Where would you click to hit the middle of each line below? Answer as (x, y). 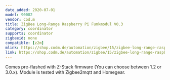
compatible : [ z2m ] (25, 43)
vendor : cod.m (20, 19)
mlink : (12, 48)
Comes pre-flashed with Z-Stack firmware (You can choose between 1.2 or (83, 67)
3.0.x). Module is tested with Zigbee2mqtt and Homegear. (65, 72)
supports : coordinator (29, 33)
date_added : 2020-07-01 (30, 10)
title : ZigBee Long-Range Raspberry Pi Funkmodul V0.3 (64, 24)
